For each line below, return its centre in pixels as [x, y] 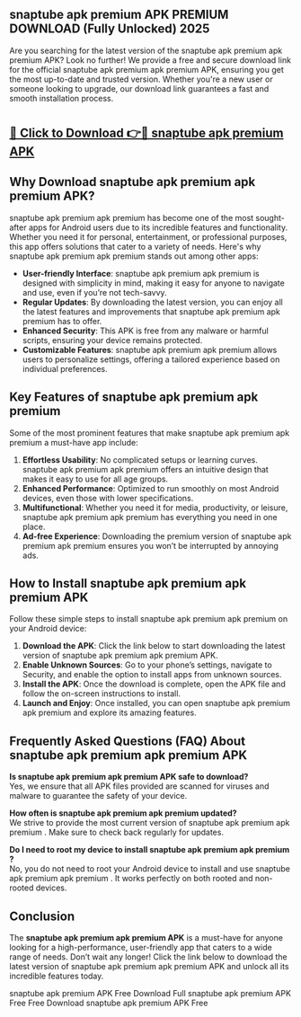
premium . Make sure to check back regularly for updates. [117, 832]
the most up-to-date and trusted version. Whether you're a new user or [141, 79]
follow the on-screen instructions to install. [102, 694]
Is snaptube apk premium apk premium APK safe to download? [129, 777]
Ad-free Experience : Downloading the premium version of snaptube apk [157, 536]
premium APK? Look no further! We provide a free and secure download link [150, 60]
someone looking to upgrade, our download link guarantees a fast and [139, 88]
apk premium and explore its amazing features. [109, 712]
